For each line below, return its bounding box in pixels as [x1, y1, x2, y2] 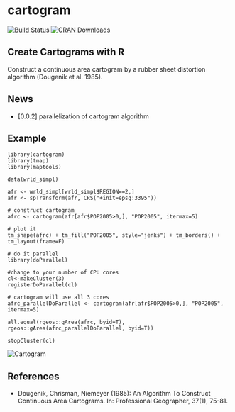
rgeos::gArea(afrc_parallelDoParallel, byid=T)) [7, 325, 154, 332]
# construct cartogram [7, 207, 75, 214]
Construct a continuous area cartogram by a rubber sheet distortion [7, 65, 206, 73]
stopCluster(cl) [7, 338, 55, 345]
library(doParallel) [7, 257, 69, 264]
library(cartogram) [7, 151, 65, 158]
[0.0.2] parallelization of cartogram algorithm [17, 112, 149, 121]
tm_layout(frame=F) [7, 238, 65, 245]
